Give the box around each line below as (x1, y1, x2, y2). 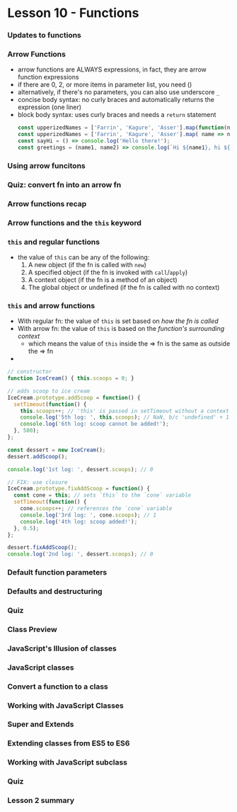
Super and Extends (7, 719, 74, 729)
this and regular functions (7, 237, 100, 247)
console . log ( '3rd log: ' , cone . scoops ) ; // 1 (20, 512, 157, 519)
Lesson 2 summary (7, 796, 75, 806)
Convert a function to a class (7, 682, 108, 692)
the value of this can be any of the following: (17, 253, 150, 261)
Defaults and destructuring (7, 587, 103, 597)
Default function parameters (7, 568, 108, 577)
